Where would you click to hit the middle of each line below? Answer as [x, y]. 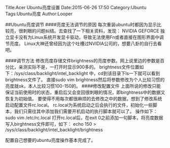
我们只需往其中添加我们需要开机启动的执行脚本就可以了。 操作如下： [86, 111]
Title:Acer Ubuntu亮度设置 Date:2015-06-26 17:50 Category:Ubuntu [76, 7]
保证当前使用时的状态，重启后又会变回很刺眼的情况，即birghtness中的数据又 [85, 92]
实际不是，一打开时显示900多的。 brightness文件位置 [83, 67]
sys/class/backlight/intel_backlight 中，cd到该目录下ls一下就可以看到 [88, 73]
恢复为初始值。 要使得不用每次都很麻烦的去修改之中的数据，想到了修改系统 [84, 99]
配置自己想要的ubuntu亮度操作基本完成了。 [50, 140]
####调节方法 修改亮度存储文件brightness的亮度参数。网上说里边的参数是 [83, 61]
